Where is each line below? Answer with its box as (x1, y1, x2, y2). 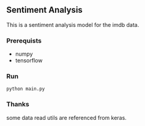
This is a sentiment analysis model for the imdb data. (6, 21, 139, 28)
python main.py (6, 86, 45, 92)
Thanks (6, 100, 29, 109)
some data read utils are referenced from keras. (6, 114, 127, 121)
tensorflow (15, 57, 43, 64)
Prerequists (6, 36, 42, 45)
